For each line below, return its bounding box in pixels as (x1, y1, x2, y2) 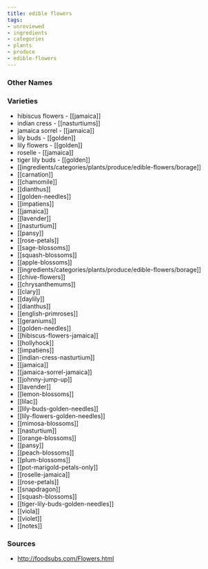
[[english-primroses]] (17, 309, 78, 318)
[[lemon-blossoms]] (17, 390, 74, 398)
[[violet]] (17, 514, 43, 522)
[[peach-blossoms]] (17, 448, 74, 457)
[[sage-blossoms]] (17, 243, 70, 251)
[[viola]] (17, 507, 40, 515)
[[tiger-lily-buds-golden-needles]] (17, 499, 114, 508)
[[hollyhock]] (17, 338, 54, 346)
